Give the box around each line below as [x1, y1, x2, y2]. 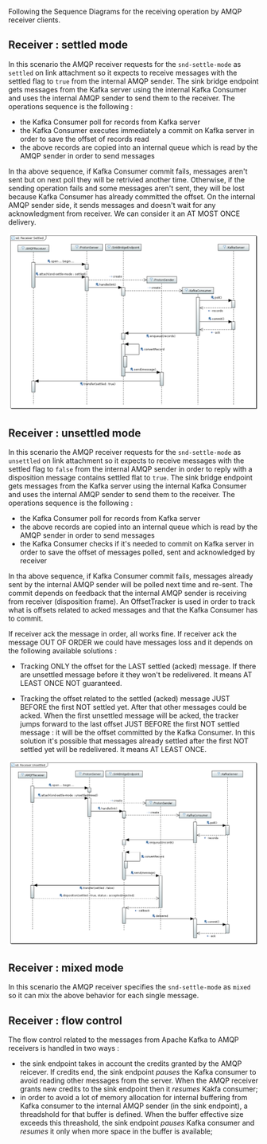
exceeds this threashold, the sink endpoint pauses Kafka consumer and [19, 1119, 255, 1128]
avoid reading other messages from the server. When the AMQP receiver [19, 1075, 259, 1086]
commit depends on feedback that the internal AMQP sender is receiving [8, 588, 247, 597]
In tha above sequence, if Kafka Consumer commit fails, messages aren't [8, 167, 248, 176]
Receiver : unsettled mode [8, 426, 141, 440]
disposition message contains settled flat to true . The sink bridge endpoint [8, 472, 253, 482]
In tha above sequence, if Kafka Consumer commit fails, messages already [8, 571, 253, 581]
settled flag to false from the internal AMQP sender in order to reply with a [8, 464, 253, 473]
